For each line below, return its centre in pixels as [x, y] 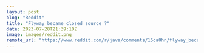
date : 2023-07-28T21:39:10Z [42, 29]
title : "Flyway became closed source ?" [58, 23]
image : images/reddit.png [39, 35]
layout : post [23, 12]
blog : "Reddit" [25, 18]
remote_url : [21, 40]
